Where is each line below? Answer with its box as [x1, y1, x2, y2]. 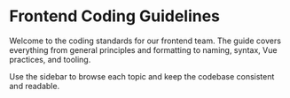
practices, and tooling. [9, 54, 91, 64]
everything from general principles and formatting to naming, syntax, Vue [9, 44, 278, 55]
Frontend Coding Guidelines [9, 6, 220, 26]
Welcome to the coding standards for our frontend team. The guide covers [9, 35, 282, 46]
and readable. [9, 80, 60, 91]
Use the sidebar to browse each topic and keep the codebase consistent [9, 71, 275, 81]
